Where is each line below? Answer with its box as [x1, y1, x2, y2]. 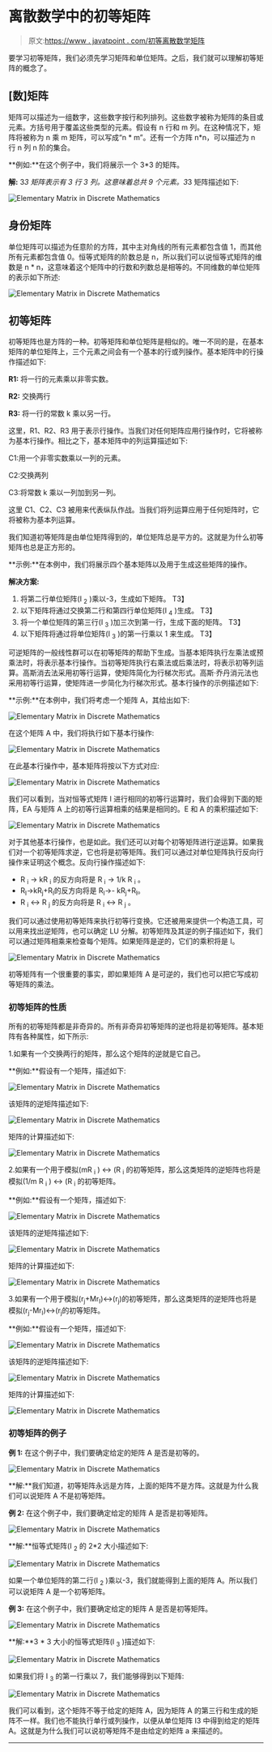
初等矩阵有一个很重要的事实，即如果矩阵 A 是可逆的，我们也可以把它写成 [8, 969, 252, 979]
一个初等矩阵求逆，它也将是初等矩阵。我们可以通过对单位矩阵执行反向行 [22, 847, 264, 857]
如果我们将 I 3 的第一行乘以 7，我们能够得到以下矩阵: [8, 1671, 185, 1682]
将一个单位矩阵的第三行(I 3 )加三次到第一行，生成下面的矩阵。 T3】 [19, 617, 245, 629]
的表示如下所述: [8, 272, 61, 282]
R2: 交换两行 [8, 391, 51, 401]
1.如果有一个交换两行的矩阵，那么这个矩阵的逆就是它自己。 [8, 1049, 205, 1058]
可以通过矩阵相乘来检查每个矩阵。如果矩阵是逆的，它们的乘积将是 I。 [8, 936, 240, 946]
